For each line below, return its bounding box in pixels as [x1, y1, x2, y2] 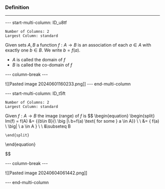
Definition [5, 4, 29, 11]
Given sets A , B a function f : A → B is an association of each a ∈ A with [5, 42, 151, 48]
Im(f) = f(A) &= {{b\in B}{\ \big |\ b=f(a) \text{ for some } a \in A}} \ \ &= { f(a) [5, 118, 160, 124]
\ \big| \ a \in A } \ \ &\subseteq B [5, 123, 71, 129]
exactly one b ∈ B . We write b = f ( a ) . [5, 47, 81, 53]
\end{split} [5, 133, 29, 138]
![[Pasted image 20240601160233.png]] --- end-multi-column [5, 81, 131, 87]
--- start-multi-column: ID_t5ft [5, 90, 66, 97]
